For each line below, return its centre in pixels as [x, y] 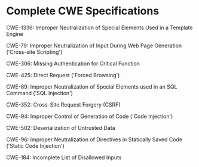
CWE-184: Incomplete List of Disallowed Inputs [64, 157]
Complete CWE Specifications [83, 11]
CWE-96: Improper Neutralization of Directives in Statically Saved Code [94, 139]
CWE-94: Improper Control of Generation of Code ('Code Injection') [90, 116]
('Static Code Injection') [35, 145]
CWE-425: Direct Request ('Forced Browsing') [63, 75]
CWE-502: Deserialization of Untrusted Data [61, 127]
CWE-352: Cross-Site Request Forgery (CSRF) [63, 104]
